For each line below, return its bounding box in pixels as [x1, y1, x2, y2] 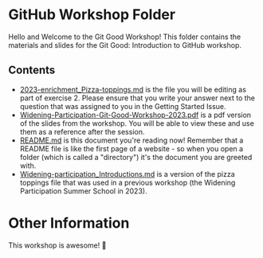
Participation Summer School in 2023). [19, 186, 147, 196]
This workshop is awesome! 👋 [8, 240, 107, 250]
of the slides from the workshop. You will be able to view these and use [19, 118, 255, 128]
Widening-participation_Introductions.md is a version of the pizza [19, 169, 235, 178]
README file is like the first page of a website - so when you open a [19, 143, 244, 153]
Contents [8, 64, 56, 77]
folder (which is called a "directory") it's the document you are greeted [19, 152, 253, 162]
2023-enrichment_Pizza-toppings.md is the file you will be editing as [19, 84, 247, 94]
